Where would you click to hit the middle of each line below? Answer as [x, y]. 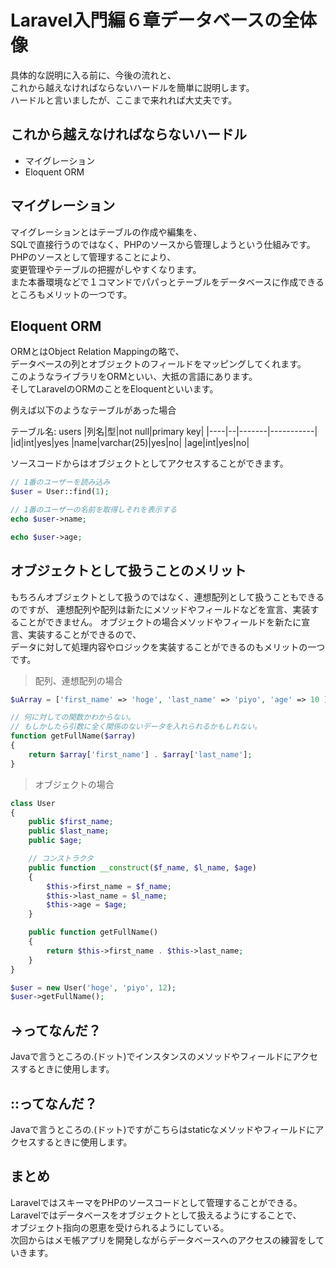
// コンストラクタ [61, 859]
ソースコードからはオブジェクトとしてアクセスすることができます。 [149, 463]
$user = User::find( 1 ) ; [60, 492]
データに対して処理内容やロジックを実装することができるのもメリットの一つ [168, 647]
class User [33, 803]
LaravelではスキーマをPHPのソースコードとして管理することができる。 [156, 1202]
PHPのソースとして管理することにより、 [93, 257]
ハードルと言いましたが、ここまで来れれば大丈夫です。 [124, 100]
